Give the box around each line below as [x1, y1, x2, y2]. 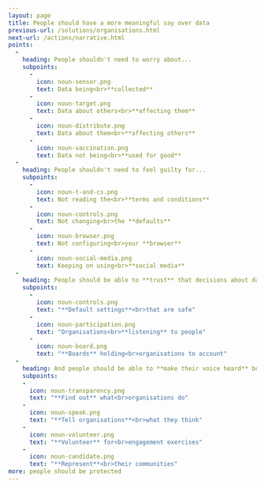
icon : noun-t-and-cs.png [36, 187, 118, 196]
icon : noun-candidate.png [28, 452, 114, 461]
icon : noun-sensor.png [36, 78, 111, 85]
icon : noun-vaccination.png [36, 144, 129, 152]
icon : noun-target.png [36, 100, 111, 108]
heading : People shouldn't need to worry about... [22, 56, 192, 64]
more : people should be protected [8, 467, 122, 475]
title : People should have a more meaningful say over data [8, 19, 211, 27]
